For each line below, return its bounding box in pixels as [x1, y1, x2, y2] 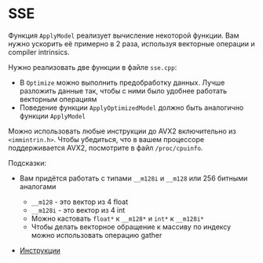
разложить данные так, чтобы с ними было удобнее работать [19, 86, 228, 95]
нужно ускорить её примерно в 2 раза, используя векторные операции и [8, 38, 255, 48]
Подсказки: [8, 158, 47, 167]
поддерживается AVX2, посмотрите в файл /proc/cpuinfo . [8, 143, 203, 152]
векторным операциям [19, 94, 97, 104]
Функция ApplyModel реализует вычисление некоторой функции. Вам [8, 31, 239, 40]
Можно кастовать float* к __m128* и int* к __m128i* [31, 214, 204, 223]
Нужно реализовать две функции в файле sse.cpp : [8, 62, 177, 71]
